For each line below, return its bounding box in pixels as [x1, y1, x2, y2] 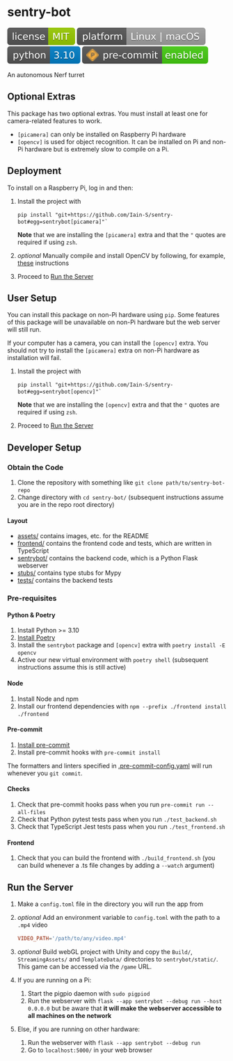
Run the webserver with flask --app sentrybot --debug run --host [27, 996, 223, 1005]
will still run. [7, 325, 42, 334]
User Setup [7, 292, 57, 304]
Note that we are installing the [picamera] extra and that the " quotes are [17, 230, 226, 238]
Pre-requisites [7, 594, 57, 604]
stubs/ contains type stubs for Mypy [17, 569, 122, 577]
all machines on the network [27, 1011, 112, 1019]
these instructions [17, 259, 70, 267]
